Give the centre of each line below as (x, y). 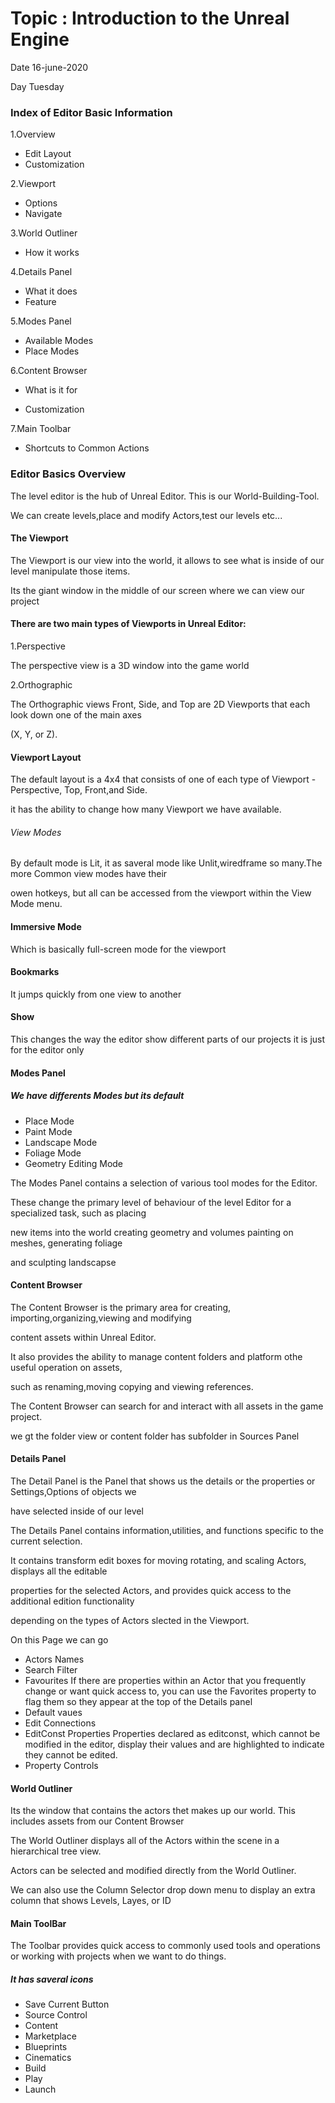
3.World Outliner (44, 233)
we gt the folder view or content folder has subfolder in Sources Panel (155, 1436)
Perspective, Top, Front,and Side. (79, 790)
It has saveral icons (52, 1979)
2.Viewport (33, 184)
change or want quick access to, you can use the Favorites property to (170, 1691)
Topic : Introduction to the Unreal (150, 18)
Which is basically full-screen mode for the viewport (118, 949)
